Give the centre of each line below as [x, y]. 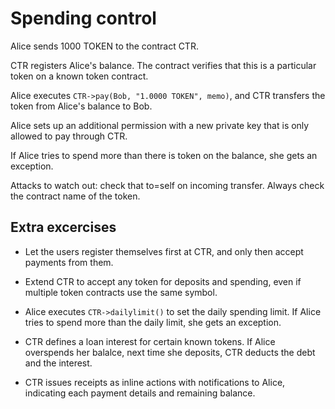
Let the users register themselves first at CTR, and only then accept [164, 251]
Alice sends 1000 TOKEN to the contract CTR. [104, 46]
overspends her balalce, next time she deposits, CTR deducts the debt [170, 352]
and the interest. [58, 363]
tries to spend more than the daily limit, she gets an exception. [153, 322]
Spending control [83, 18]
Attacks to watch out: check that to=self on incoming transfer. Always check [167, 185]
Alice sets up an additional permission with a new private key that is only [160, 125]
